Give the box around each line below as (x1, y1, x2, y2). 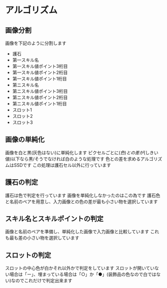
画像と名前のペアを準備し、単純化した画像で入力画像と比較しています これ (5, 229, 160, 235)
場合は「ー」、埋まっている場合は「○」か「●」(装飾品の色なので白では (9, 272, 157, 278)
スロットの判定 (5, 251, 51, 260)
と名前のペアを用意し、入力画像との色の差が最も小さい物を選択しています (5, 198, 158, 205)
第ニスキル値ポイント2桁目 (12, 94, 68, 100)
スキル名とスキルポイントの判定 (5, 215, 104, 223)
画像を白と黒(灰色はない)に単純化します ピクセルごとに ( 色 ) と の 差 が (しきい (5, 149, 159, 155)
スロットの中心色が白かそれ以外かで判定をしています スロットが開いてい (5, 265, 155, 271)
